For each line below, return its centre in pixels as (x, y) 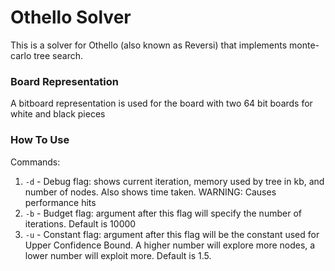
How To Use (40, 140)
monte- (304, 45)
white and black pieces (58, 114)
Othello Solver (71, 17)
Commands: (35, 162)
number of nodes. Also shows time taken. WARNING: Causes (150, 192)
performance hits (60, 202)
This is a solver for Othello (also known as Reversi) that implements (149, 45)
